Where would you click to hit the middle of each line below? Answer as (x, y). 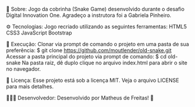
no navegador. (23, 69)
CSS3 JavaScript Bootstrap (39, 33)
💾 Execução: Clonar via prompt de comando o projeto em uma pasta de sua (97, 44)
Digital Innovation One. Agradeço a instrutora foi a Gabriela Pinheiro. (89, 15)
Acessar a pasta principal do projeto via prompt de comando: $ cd (86, 56)
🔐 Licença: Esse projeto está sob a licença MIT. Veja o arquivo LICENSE (93, 80)
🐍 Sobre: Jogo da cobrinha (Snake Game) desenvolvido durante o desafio (95, 9)
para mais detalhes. (30, 87)
